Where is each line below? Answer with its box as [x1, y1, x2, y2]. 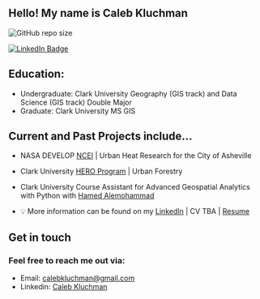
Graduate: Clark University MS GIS [19, 105, 136, 116]
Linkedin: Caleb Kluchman [19, 282, 108, 292]
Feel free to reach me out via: [8, 254, 126, 266]
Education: [8, 67, 65, 81]
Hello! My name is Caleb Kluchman [8, 6, 189, 20]
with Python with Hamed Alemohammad [19, 190, 155, 201]
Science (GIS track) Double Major [19, 97, 132, 107]
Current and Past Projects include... [8, 130, 193, 143]
